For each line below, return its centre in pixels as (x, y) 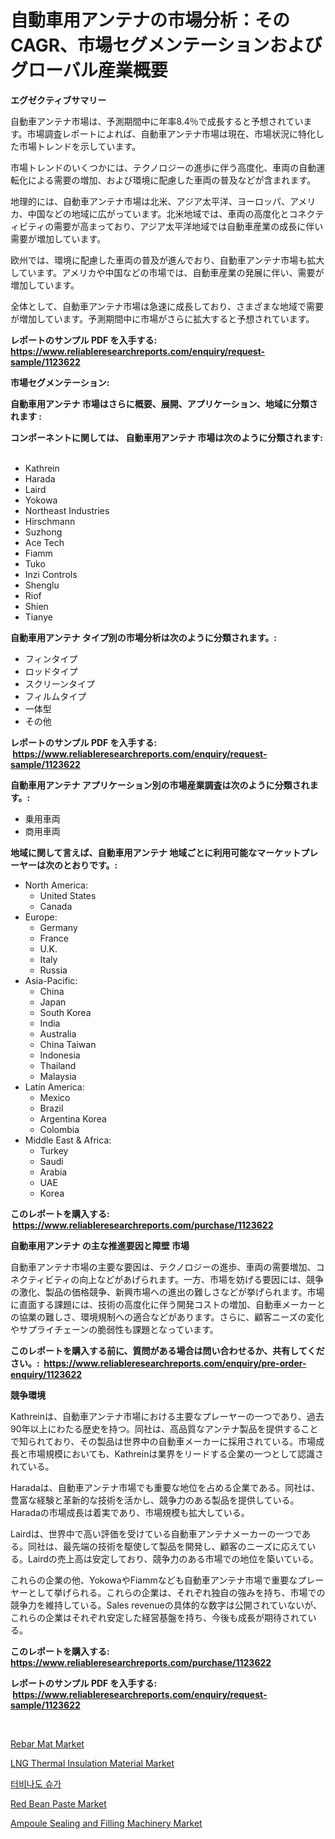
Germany (58, 927)
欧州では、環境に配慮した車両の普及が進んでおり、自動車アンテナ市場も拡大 (167, 260)
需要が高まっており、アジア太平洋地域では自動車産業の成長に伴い (188, 226)
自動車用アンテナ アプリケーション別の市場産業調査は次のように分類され (160, 785)
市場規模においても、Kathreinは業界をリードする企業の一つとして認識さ (176, 1453)
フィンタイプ (51, 658)
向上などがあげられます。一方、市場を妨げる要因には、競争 (201, 1279)
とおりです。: (90, 865)
